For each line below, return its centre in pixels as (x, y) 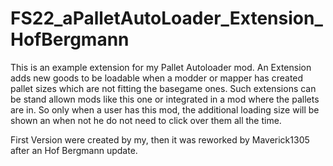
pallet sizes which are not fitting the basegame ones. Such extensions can (163, 88)
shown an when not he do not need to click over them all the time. (146, 120)
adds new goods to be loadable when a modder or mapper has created (157, 78)
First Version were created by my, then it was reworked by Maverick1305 (160, 139)
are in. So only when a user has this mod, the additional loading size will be (165, 109)
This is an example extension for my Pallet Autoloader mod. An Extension (161, 67)
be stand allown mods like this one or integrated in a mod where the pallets (165, 99)
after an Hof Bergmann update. (74, 150)
